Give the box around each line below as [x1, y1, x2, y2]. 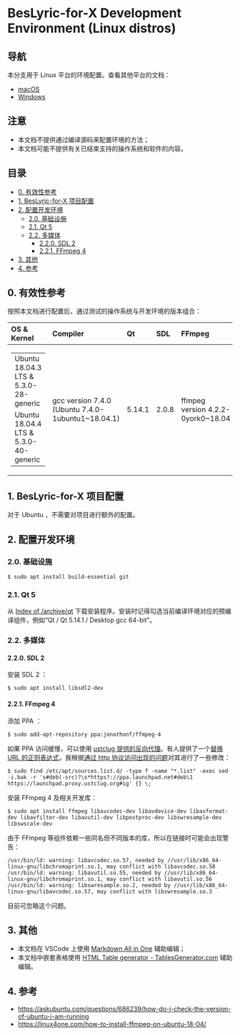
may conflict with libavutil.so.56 [106, 875, 213, 883]
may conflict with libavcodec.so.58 [106, 863, 216, 870]
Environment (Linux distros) [7, 20, 176, 36]
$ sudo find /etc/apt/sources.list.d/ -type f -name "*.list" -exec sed [7, 767, 229, 774]
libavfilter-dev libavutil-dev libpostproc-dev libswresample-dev [20, 814, 222, 821]
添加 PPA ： [7, 716, 42, 725]
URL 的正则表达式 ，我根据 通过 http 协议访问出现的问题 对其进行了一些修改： [7, 753, 231, 761]
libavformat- [189, 807, 229, 815]
